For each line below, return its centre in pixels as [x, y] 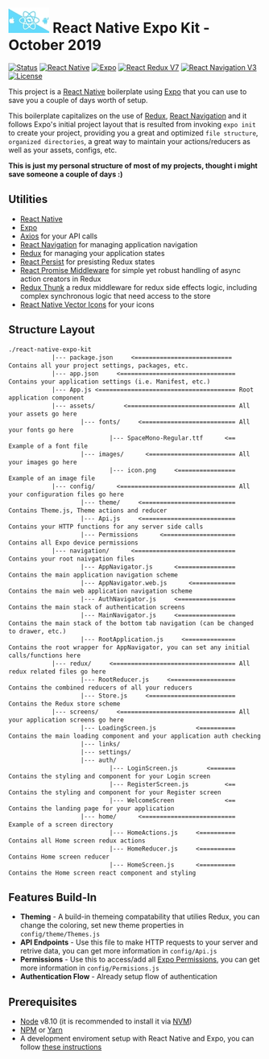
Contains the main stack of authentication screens [97, 607]
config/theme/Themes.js [60, 935]
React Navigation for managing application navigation [109, 244]
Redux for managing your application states [92, 253]
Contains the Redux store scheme [64, 704]
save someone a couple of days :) [66, 174]
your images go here [43, 462]
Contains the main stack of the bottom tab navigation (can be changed [131, 623]
